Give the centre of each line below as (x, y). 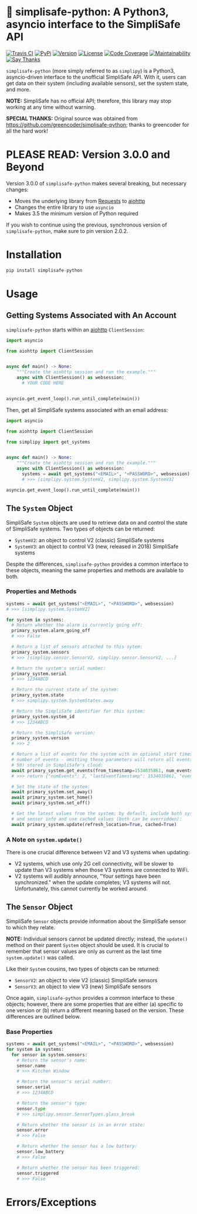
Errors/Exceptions (51, 1202)
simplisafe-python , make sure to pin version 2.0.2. (67, 231)
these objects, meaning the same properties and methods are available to (95, 570)
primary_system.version (40, 738)
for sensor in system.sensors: (50, 1055)
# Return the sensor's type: (52, 1103)
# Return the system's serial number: (59, 668)
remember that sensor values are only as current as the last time (84, 951)
